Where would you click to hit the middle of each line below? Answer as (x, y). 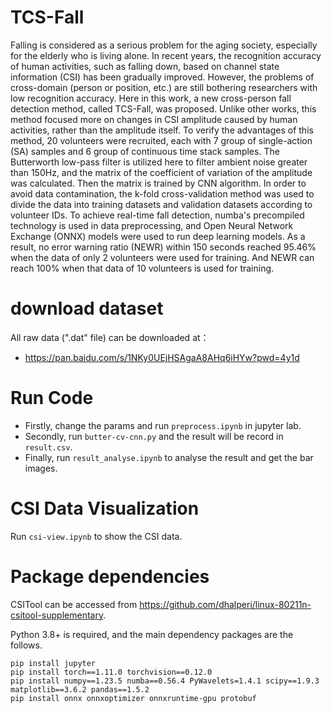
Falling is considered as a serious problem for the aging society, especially (164, 45)
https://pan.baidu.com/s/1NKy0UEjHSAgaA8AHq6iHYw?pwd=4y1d (162, 357)
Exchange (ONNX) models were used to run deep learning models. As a (158, 236)
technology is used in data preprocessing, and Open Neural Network (152, 225)
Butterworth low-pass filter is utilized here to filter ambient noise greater (159, 162)
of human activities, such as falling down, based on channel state (145, 66)
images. (41, 468)
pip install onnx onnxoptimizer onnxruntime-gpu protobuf (133, 698)
